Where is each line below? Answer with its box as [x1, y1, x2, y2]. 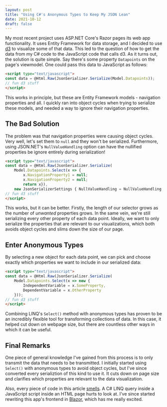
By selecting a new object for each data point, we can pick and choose [5, 254, 151, 260]
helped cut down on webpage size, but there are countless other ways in [5, 321, 155, 327]
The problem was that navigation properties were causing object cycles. [5, 133, 154, 139]
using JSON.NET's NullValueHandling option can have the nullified [5, 143, 142, 149]
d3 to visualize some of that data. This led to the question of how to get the [5, 46, 160, 52]
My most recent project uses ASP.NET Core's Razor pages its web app [5, 35, 151, 41]
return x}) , [23, 181, 48, 187]
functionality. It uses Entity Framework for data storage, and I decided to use [5, 41, 163, 47]
